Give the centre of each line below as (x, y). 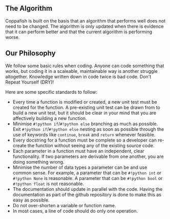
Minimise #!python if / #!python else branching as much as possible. (85, 124)
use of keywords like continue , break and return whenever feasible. (84, 134)
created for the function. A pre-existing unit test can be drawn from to (86, 107)
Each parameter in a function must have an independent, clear (78, 151)
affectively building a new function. (50, 118)
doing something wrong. (38, 162)
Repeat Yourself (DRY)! (30, 82)
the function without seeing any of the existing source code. (91, 145)
